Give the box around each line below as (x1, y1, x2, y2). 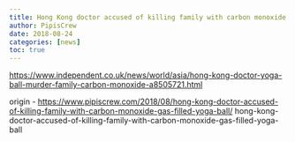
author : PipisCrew (9, 21, 77, 30)
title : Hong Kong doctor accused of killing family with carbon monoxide (9, 12, 287, 22)
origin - (9, 96, 36, 107)
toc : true (9, 46, 46, 55)
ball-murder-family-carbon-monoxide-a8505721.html (9, 79, 203, 90)
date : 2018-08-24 (9, 29, 73, 38)
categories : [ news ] (9, 37, 81, 47)
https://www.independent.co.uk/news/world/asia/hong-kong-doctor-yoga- (9, 70, 283, 80)
